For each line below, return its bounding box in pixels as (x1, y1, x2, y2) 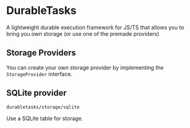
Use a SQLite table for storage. (6, 115, 84, 122)
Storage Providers (6, 48, 76, 58)
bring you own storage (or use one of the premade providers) (6, 30, 159, 37)
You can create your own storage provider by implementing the (6, 64, 164, 71)
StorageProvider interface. (6, 70, 73, 78)
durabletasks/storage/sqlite (6, 104, 80, 110)
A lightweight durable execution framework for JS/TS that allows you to (6, 24, 185, 31)
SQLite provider (6, 88, 67, 98)
